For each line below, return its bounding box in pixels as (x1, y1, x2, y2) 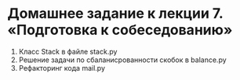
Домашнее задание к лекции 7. (7, 5, 224, 23)
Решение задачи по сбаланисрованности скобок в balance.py (18, 55, 227, 64)
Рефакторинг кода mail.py (18, 63, 106, 72)
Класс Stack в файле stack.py (18, 47, 118, 56)
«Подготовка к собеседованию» (7, 21, 233, 39)
